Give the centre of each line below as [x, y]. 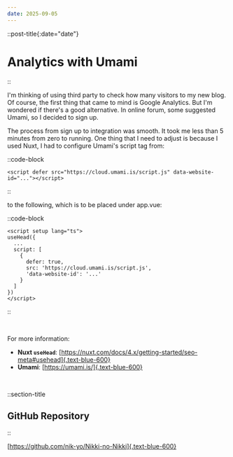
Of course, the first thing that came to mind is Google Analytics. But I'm [110, 102]
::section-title [26, 394]
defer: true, [45, 262]
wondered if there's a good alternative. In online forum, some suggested [111, 110]
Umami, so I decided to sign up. [53, 117]
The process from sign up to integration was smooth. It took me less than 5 [115, 131]
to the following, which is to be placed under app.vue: [85, 204]
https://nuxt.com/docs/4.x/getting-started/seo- [129, 352]
